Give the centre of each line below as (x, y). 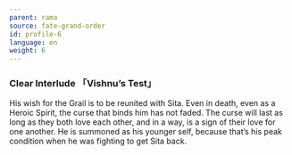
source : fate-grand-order (57, 26)
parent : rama (33, 17)
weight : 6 (28, 51)
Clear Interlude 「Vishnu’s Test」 (83, 84)
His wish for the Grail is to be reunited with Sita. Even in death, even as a (142, 103)
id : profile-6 (36, 34)
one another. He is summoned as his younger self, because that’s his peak (146, 132)
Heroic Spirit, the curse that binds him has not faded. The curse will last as (146, 113)
